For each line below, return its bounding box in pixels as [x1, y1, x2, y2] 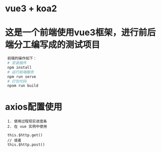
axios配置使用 [5, 101, 63, 113]
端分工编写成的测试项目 [5, 39, 100, 51]
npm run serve [7, 74, 36, 79]
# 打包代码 [7, 79, 27, 84]
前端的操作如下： [7, 56, 37, 61]
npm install [7, 65, 32, 70]
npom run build [7, 83, 38, 89]
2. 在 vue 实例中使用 [7, 124, 47, 129]
